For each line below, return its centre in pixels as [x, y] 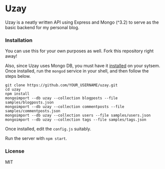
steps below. [18, 76]
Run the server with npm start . [36, 138]
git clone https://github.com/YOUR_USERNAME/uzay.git [62, 85]
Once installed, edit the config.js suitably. [48, 129]
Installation [19, 40]
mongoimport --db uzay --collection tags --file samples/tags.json [76, 120]
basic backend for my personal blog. [42, 27]
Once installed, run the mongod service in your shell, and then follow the [77, 71]
